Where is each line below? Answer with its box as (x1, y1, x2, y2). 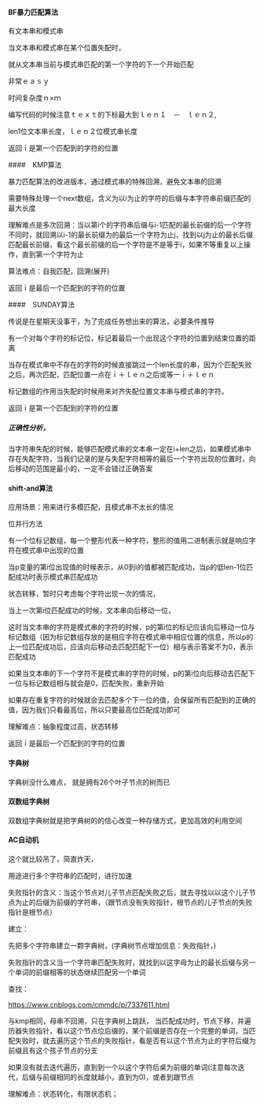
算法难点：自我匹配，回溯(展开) (8, 266, 110, 276)
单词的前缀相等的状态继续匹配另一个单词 (14, 967, 146, 977)
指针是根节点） (8, 907, 57, 917)
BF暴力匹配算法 (8, 7, 59, 17)
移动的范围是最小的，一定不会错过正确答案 (14, 464, 153, 473)
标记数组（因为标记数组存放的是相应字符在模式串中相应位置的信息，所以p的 (8, 633, 254, 642)
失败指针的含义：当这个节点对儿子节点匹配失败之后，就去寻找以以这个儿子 (8, 887, 249, 897)
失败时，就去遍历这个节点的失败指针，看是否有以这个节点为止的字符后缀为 (14, 1036, 256, 1045)
